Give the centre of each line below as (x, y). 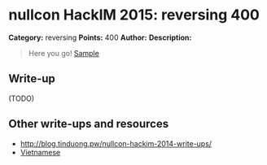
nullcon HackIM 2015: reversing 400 (134, 15)
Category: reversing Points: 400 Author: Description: (100, 37)
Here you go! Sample (63, 53)
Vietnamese (40, 152)
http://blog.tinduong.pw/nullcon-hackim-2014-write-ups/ (116, 143)
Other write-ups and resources (89, 124)
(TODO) (22, 98)
